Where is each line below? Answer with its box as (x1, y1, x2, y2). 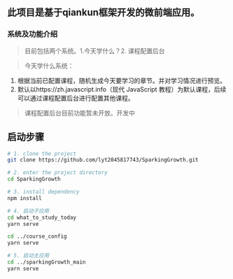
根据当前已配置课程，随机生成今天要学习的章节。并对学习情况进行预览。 (17, 76, 226, 85)
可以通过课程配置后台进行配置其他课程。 (17, 94, 134, 102)
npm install (7, 194, 42, 201)
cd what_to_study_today (7, 214, 77, 221)
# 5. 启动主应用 (7, 252, 50, 259)
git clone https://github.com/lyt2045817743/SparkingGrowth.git (7, 157, 199, 164)
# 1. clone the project (7, 150, 77, 157)
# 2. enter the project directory (7, 169, 108, 176)
